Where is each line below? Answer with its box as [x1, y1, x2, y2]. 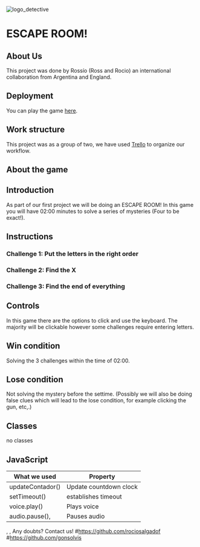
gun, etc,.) [6, 403, 32, 411]
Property [89, 473, 115, 481]
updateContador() [9, 483, 61, 491]
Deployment [6, 91, 54, 101]
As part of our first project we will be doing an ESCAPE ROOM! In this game [6, 201, 194, 208]
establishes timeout [66, 493, 122, 501]
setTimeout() [9, 493, 47, 501]
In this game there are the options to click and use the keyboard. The [6, 316, 178, 324]
